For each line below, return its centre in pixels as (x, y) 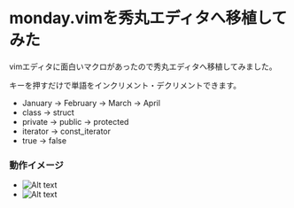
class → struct (48, 112)
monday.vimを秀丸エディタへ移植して (148, 18)
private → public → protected (75, 121)
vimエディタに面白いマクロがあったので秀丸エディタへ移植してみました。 (143, 66)
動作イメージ (36, 165)
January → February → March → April (91, 103)
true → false (44, 140)
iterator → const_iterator (66, 131)
